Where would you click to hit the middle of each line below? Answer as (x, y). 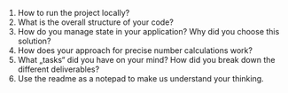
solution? (34, 41)
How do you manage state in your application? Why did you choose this (148, 31)
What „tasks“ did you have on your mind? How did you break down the (146, 60)
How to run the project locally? (74, 13)
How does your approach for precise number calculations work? (135, 50)
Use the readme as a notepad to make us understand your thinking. (140, 78)
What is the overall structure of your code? (96, 22)
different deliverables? (58, 69)
